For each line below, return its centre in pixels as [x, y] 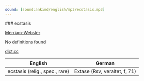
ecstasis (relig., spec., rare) [39, 71]
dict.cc [12, 51]
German [105, 63]
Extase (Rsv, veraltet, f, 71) [105, 71]
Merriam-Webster [23, 32]
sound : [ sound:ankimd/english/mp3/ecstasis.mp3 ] [55, 9]
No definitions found [25, 42]
